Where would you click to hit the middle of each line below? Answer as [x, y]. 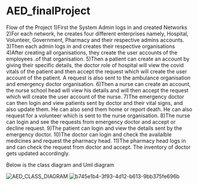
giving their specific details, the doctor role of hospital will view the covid [95, 65]
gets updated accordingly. [38, 153]
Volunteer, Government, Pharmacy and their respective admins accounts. [95, 40]
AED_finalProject [48, 11]
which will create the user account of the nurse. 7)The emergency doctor [95, 97]
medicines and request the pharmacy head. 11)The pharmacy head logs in [96, 141]
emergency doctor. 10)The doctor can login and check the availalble [89, 134]
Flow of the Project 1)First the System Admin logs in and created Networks [97, 27]
